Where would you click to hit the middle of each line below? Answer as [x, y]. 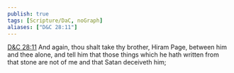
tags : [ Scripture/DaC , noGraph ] [55, 21]
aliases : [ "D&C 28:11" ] [43, 27]
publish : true [28, 14]
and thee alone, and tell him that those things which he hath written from [113, 55]
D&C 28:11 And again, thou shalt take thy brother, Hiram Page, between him [117, 47]
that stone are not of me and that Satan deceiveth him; [87, 62]
